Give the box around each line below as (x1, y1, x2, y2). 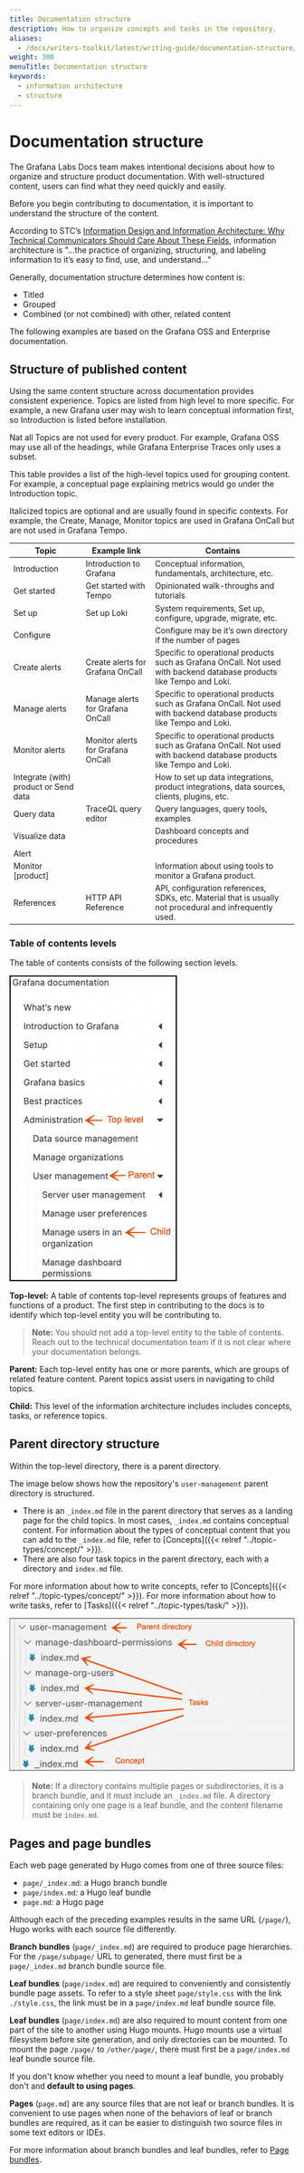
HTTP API (85, 892, 122, 903)
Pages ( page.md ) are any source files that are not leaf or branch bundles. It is (9, 2098, 295, 2109)
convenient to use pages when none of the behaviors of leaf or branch (9, 2107, 273, 2119)
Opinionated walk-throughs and (155, 581, 275, 591)
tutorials (155, 590, 185, 601)
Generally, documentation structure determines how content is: (9, 272, 245, 283)
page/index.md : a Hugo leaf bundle (22, 1887, 152, 1898)
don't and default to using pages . (9, 2080, 136, 2091)
